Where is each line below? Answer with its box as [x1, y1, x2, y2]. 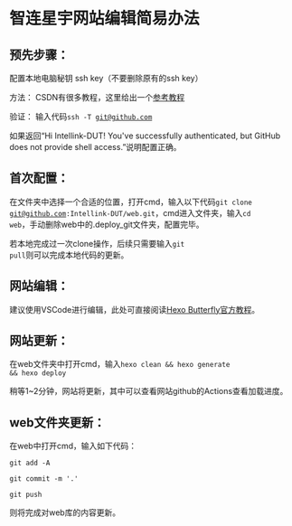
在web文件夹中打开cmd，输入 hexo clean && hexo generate [9, 359, 231, 370]
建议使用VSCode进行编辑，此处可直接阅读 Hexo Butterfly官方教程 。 [9, 304, 260, 315]
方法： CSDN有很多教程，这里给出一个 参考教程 [9, 92, 185, 102]
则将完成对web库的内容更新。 [9, 507, 120, 518]
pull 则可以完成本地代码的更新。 [9, 249, 129, 260]
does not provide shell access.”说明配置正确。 [9, 142, 183, 152]
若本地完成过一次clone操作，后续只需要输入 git [9, 238, 185, 249]
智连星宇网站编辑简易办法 [9, 8, 201, 29]
